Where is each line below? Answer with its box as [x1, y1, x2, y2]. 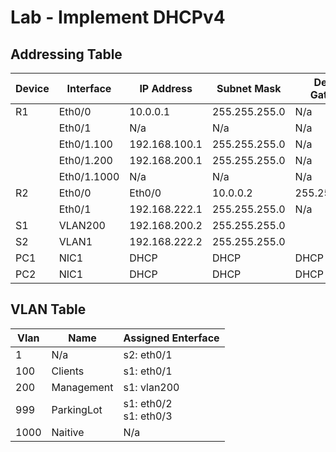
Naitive [51, 425, 85, 439]
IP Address [139, 82, 193, 95]
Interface [66, 82, 112, 95]
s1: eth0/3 [123, 409, 173, 423]
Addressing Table [10, 46, 123, 63]
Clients [51, 364, 85, 378]
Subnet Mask [216, 82, 282, 95]
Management [51, 380, 114, 394]
